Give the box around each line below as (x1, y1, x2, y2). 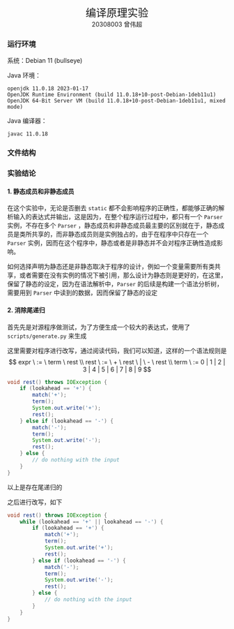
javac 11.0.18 (7, 131, 49, 138)
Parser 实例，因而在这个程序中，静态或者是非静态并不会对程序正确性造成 (7, 239, 217, 247)
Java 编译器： (7, 117, 47, 125)
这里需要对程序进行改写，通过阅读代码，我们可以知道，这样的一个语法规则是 (7, 346, 227, 355)
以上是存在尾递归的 (7, 482, 63, 491)
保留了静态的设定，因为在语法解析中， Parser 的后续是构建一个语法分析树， (7, 280, 223, 288)
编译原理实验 (86, 6, 148, 20)
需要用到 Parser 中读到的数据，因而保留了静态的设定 (7, 288, 158, 297)
